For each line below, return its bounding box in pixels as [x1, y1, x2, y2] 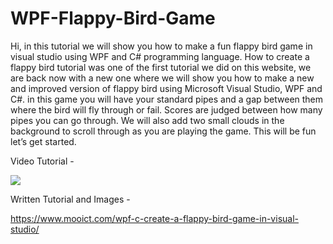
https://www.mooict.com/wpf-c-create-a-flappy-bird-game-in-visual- [10, 212, 299, 224]
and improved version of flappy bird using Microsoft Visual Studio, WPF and [10, 82, 323, 94]
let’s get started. [10, 135, 77, 147]
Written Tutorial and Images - [10, 193, 131, 205]
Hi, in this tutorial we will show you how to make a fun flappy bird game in [10, 40, 313, 52]
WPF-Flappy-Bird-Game [10, 7, 216, 30]
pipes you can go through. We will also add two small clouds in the [10, 114, 285, 126]
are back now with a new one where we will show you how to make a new [10, 72, 315, 84]
